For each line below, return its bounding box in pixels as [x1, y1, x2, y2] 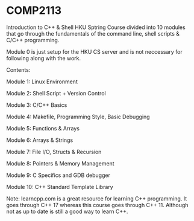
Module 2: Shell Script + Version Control [6, 89, 107, 97]
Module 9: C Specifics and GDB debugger [6, 171, 110, 179]
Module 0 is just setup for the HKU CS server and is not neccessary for [6, 48, 183, 55]
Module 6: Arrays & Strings [6, 136, 74, 144]
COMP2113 [6, 4, 62, 18]
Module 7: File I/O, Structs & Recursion [6, 148, 102, 155]
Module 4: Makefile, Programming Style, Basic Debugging [6, 113, 150, 120]
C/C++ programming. [6, 36, 60, 43]
